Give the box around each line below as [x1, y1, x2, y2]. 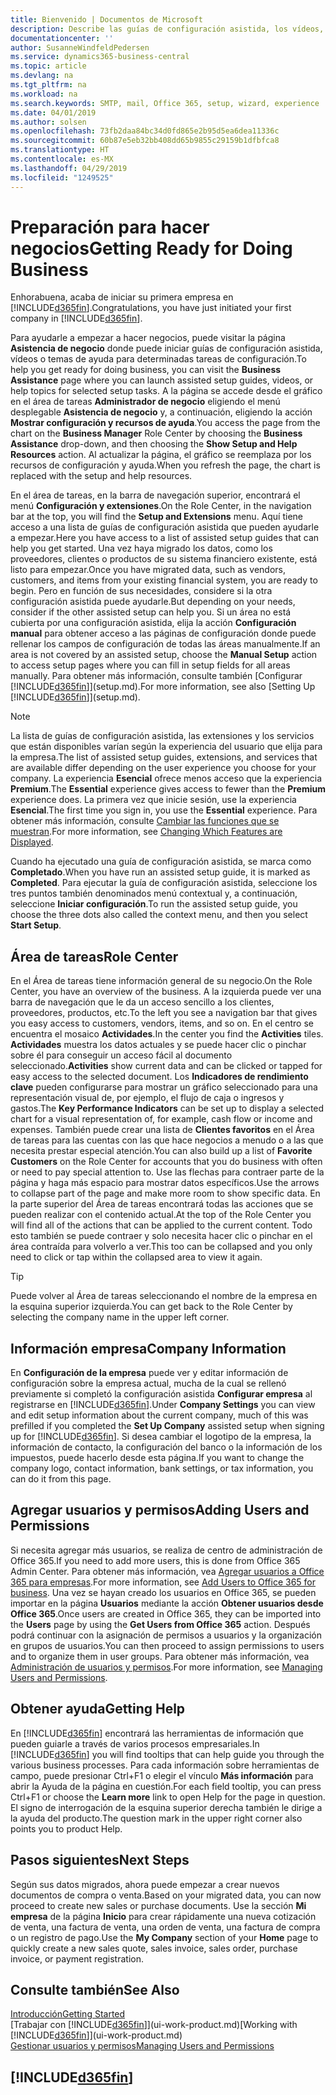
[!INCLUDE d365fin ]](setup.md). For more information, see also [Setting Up [10, 681, 316, 693]
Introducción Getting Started [10, 2008, 126, 2020]
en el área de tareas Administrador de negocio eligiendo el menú [10, 396, 281, 408]
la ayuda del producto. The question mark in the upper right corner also [10, 1812, 303, 1824]
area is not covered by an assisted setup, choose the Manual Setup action [10, 649, 318, 661]
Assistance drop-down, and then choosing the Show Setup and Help [10, 438, 298, 450]
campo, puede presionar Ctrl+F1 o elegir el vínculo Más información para [10, 1769, 314, 1781]
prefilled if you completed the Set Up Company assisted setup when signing [10, 1420, 325, 1432]
